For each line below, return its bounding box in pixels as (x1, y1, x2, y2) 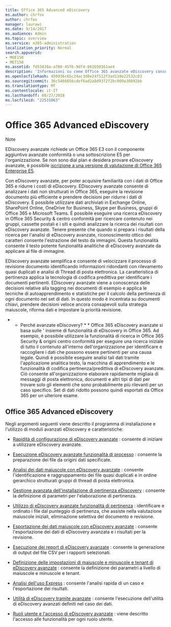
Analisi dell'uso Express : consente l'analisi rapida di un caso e (12, 580, 144, 586)
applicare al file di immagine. (5, 248, 66, 254)
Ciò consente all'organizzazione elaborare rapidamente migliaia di (20, 371, 159, 377)
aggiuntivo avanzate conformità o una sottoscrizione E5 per (5, 151, 131, 158)
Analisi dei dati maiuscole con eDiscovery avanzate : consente (12, 467, 144, 473)
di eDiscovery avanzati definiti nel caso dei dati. (12, 601, 113, 607)
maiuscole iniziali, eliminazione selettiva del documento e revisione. (12, 513, 155, 519)
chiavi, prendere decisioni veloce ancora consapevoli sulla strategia (5, 301, 148, 307)
